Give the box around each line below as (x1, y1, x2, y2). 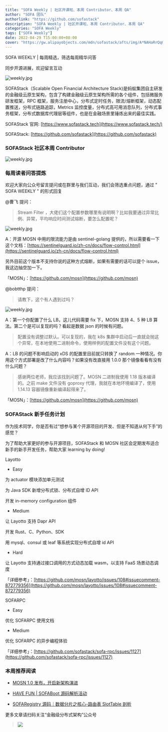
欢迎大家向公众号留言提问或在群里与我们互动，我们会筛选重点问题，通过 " (5, 182, 157, 188)
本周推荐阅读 (5, 667, 36, 674)
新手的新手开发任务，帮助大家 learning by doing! (5, 446, 105, 452)
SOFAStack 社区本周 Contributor (5, 144, 85, 151)
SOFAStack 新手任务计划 (5, 411, 65, 418)
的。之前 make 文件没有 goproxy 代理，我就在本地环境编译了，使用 (17, 380, 156, 386)
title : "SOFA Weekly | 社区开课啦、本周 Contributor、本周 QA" (5, 7, 131, 13)
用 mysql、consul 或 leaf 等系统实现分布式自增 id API (5, 539, 114, 545)
